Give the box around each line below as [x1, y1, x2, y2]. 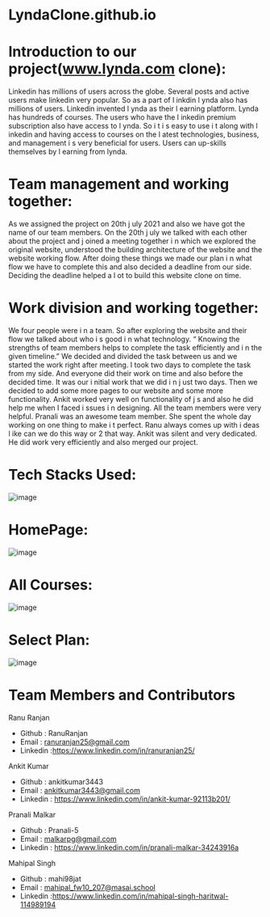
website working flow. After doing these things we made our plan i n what [8, 253, 252, 264]
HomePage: [8, 521, 89, 539]
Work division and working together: [8, 299, 260, 317]
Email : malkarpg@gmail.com [19, 834, 117, 843]
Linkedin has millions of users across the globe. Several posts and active [8, 87, 250, 96]
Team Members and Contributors [8, 686, 236, 704]
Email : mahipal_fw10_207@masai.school [19, 882, 156, 892]
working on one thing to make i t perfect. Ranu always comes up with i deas [8, 420, 260, 429]
